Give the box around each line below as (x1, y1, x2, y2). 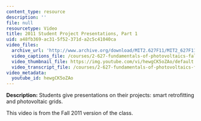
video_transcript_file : (11, 64, 71, 70)
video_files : (6, 42, 39, 48)
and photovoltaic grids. (6, 98, 63, 105)
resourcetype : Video (6, 25, 58, 32)
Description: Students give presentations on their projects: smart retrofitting (6, 92, 194, 99)
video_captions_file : (11, 53, 66, 59)
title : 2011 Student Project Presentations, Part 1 (6, 31, 138, 37)
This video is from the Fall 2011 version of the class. (6, 110, 133, 117)
